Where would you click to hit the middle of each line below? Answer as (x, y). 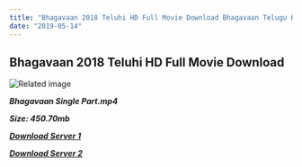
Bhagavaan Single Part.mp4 (64, 101)
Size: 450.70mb (40, 119)
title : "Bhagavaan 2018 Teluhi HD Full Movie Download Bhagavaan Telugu (148, 18)
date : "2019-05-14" (46, 26)
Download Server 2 (46, 154)
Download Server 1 (45, 136)
